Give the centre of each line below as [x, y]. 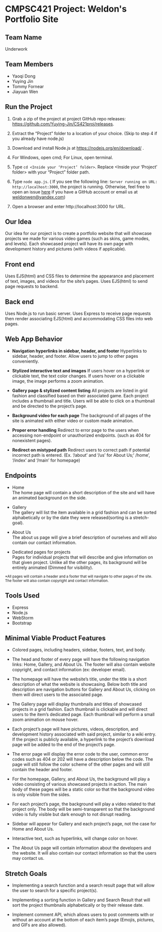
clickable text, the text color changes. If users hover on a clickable [78, 376]
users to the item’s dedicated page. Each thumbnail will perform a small [83, 715]
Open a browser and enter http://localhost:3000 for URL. [69, 206]
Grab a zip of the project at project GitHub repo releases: [69, 118]
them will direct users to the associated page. [57, 695]
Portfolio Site [32, 19]
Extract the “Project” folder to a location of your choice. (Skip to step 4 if [85, 133]
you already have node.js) [38, 138]
